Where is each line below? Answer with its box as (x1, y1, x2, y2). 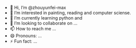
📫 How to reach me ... (9, 26, 56, 31)
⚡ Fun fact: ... (9, 38, 37, 44)
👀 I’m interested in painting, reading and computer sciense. (9, 10, 131, 16)
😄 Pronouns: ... (9, 33, 42, 39)
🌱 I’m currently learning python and (9, 15, 83, 21)
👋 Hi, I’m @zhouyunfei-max (9, 5, 66, 10)
